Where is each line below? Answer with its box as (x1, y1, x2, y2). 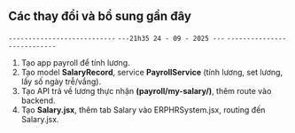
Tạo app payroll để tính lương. (20, 57, 130, 67)
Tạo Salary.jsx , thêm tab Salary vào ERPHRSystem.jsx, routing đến (20, 104, 266, 115)
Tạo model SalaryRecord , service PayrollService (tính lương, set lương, (20, 66, 283, 77)
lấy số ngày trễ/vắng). (20, 76, 102, 87)
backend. (20, 95, 56, 106)
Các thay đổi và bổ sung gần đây (8, 9, 192, 24)
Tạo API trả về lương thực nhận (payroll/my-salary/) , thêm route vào (20, 85, 272, 96)
